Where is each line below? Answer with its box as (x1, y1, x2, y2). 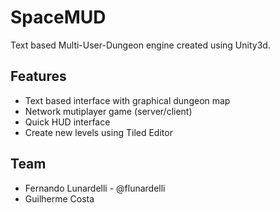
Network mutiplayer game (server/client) (24, 105, 193, 117)
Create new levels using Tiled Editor (24, 126, 173, 138)
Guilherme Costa (24, 192, 95, 205)
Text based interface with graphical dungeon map (24, 94, 231, 106)
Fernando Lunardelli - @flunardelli (24, 182, 166, 194)
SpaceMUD (10, 6, 107, 29)
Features (10, 68, 67, 85)
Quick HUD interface (24, 116, 111, 128)
